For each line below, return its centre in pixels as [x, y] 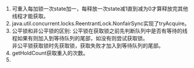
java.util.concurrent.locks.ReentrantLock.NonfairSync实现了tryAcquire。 [101, 23]
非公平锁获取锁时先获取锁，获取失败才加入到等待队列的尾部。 [88, 46]
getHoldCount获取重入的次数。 [50, 53]
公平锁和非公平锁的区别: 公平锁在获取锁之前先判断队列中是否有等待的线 [100, 31]
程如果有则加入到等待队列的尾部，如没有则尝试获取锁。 [80, 38]
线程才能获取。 [30, 16]
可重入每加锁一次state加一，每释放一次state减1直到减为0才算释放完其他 [100, 9]
